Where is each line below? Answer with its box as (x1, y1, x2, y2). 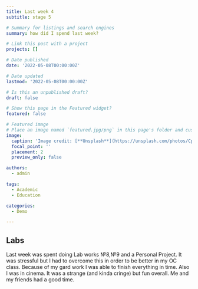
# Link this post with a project (6, 41, 88, 47)
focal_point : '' (11, 143, 51, 149)
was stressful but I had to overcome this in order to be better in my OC (6, 257, 177, 264)
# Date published (6, 57, 49, 63)
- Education (11, 192, 41, 198)
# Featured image (6, 121, 49, 127)
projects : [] (6, 47, 38, 52)
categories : (6, 203, 35, 209)
